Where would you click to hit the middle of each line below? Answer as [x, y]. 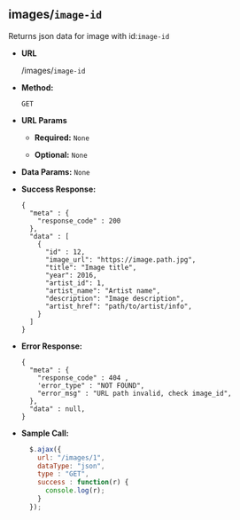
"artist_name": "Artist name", [103, 291]
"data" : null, [58, 409]
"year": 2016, [71, 275]
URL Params [44, 120]
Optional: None [61, 154]
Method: [37, 87]
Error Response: [52, 346]
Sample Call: [45, 433]
